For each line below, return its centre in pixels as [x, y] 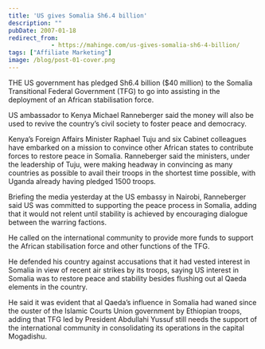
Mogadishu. [28, 336]
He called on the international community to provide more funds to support [131, 237]
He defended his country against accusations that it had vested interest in [129, 261]
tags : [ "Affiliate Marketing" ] [60, 53]
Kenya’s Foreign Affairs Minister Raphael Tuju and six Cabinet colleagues [127, 139]
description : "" [35, 23]
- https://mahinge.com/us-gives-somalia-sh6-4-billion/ [145, 45]
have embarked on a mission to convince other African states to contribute [131, 147]
